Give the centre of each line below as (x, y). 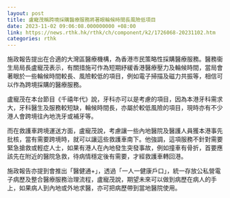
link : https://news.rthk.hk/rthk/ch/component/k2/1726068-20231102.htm (111, 32)
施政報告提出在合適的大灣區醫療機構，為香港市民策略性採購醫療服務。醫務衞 (115, 59)
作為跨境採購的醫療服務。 (49, 85)
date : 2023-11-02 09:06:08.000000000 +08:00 (72, 26)
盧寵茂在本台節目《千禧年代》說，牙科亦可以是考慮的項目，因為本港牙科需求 (115, 99)
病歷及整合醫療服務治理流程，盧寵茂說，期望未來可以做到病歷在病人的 (112, 180)
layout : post (26, 13)
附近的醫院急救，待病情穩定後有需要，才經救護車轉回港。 (106, 156)
